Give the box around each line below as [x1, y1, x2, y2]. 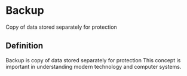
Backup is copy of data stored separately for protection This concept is [5, 56, 181, 63]
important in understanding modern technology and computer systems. [5, 63, 182, 70]
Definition [5, 41, 43, 51]
